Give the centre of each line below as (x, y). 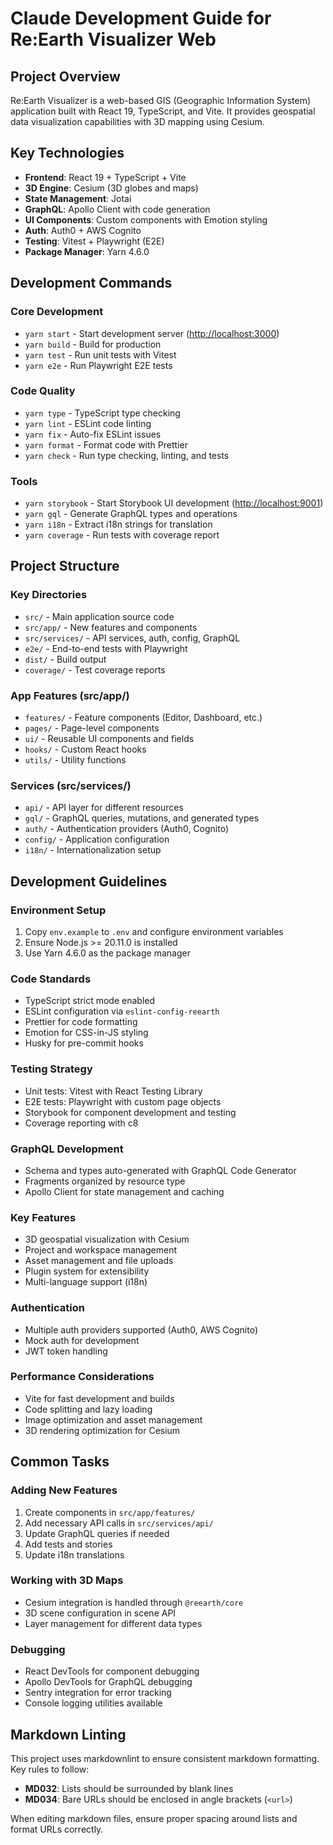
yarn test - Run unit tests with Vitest (100, 354)
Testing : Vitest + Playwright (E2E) (94, 241)
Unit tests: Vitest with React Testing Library (113, 1091)
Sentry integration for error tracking (98, 1693)
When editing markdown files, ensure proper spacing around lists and (154, 1818)
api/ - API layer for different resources (104, 808)
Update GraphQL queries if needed (97, 1533)
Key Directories (49, 595)
